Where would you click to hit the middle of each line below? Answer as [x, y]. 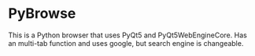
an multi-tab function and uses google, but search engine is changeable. [126, 43]
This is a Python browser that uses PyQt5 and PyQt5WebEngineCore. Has [128, 35]
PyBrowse [42, 14]
